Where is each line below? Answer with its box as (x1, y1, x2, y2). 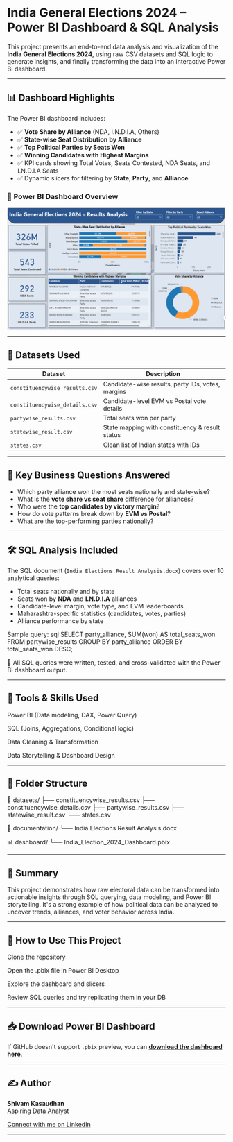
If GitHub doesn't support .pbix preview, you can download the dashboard (7, 1042, 223, 1050)
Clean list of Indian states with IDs (103, 441, 200, 449)
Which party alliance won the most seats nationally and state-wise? (17, 487, 210, 495)
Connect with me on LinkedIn (7, 1120, 92, 1128)
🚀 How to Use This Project (7, 935, 121, 946)
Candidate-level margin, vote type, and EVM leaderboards (17, 602, 184, 610)
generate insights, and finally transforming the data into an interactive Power (7, 57, 226, 65)
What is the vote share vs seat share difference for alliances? (17, 495, 194, 503)
